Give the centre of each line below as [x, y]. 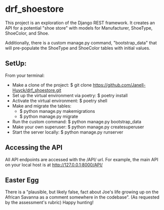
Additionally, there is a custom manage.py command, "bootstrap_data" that [81, 42]
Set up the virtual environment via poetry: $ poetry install [70, 95]
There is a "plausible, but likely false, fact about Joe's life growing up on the [82, 192]
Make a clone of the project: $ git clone [52, 85]
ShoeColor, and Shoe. [27, 33]
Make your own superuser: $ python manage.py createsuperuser [78, 127]
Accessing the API [34, 148]
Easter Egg [22, 180]
